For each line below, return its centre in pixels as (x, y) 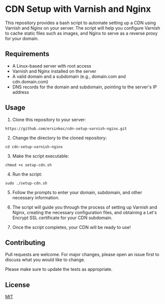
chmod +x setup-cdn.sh (28, 165)
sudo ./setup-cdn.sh (26, 183)
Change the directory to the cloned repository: (60, 138)
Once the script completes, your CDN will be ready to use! (71, 227)
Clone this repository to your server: (49, 119)
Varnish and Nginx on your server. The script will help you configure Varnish (83, 28)
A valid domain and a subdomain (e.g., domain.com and (69, 76)
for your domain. (22, 38)
